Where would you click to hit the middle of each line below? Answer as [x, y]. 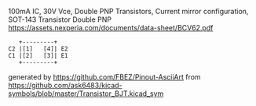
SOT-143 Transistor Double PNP [60, 19]
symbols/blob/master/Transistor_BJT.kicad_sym [86, 94]
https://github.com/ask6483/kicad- [66, 85]
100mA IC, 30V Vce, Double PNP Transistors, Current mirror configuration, [128, 11]
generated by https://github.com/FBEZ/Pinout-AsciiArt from [105, 77]
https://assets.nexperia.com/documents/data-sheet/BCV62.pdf [111, 28]
